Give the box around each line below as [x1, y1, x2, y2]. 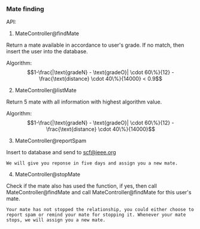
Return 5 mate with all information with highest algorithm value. [6, 98, 162, 106]
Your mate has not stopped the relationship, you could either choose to [6, 207, 195, 213]
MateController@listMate [14, 87, 77, 94]
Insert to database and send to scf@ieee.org [6, 149, 117, 156]
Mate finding [6, 5, 44, 13]
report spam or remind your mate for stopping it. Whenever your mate [6, 212, 186, 218]
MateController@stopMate [14, 171, 81, 178]
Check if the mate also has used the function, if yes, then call [6, 182, 157, 190]
